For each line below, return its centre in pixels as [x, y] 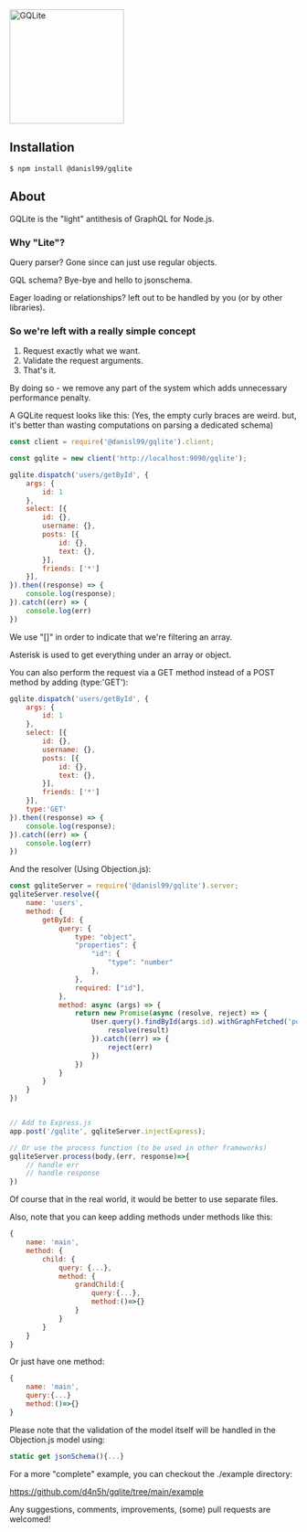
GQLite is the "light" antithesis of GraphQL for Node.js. [112, 218]
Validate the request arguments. [83, 361]
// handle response [63, 1174]
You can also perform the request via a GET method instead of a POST [143, 672]
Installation [42, 148]
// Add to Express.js [51, 1123]
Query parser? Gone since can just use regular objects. [113, 262]
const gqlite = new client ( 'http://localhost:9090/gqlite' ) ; [128, 459]
